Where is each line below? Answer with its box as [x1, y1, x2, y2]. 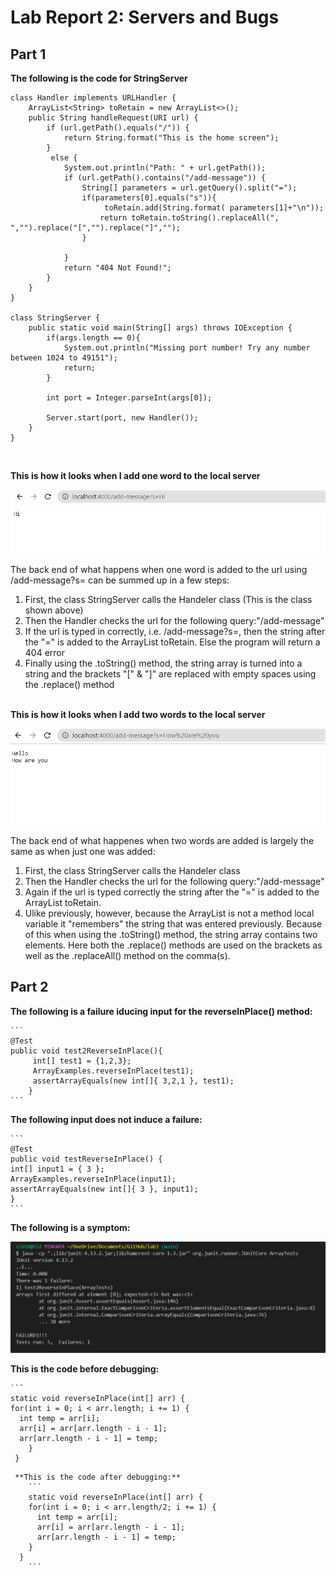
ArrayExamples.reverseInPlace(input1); [10, 1174, 177, 1184]
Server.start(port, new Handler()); [46, 413, 199, 423]
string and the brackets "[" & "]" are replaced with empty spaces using [24, 668, 317, 680]
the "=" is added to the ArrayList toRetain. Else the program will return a [24, 636, 321, 648]
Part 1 [10, 46, 47, 63]
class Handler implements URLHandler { [10, 93, 177, 103]
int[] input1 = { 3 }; [10, 1164, 105, 1174]
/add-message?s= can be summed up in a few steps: [10, 574, 230, 586]
